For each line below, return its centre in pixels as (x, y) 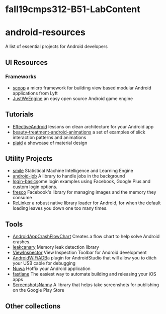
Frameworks (21, 77)
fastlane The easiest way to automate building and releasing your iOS (84, 274)
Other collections (33, 306)
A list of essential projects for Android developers (57, 47)
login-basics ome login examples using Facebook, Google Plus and (81, 182)
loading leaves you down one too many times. (60, 208)
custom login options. (35, 187)
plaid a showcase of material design (50, 143)
